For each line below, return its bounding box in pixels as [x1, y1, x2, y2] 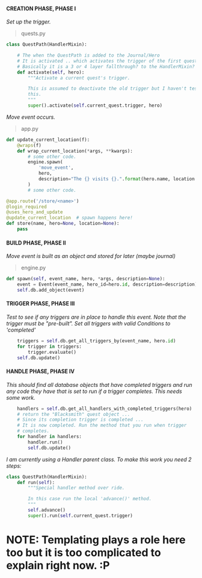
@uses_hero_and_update [6, 209, 63, 215]
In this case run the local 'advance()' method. [28, 496, 152, 502]
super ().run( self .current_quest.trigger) [28, 512, 133, 518]
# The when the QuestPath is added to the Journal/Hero [17, 52, 161, 58]
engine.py [20, 264, 46, 271]
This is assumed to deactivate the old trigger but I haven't [28, 86, 187, 92]
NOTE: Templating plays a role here [6, 533, 186, 547]
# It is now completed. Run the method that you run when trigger [17, 423, 187, 429]
